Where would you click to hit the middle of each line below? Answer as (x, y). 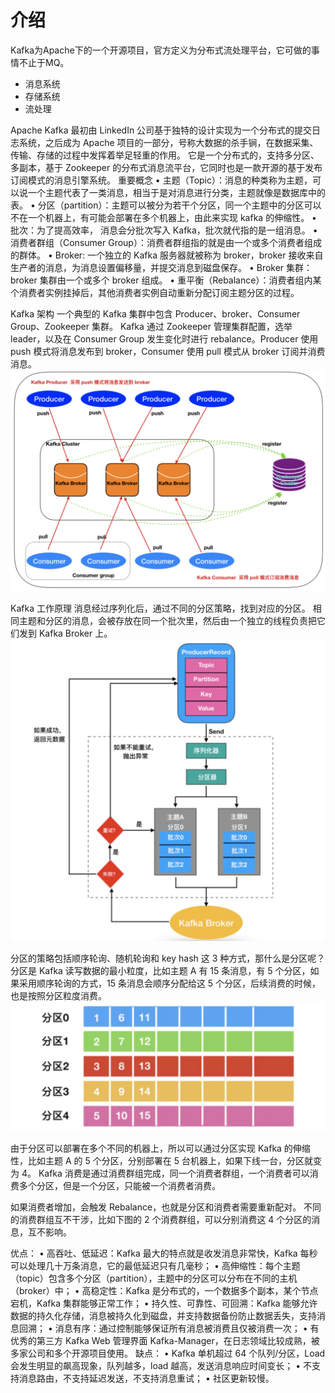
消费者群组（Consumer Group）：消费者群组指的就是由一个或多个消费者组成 (166, 242)
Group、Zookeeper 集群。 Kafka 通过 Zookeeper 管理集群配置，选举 (151, 326)
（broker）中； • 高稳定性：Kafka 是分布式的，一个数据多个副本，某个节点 (164, 1290)
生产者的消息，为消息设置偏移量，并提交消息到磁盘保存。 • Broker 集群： (161, 267)
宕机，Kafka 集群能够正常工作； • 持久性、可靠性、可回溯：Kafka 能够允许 (164, 1303)
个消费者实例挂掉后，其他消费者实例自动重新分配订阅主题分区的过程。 (155, 292)
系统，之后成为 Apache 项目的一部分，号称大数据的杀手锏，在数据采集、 (168, 142)
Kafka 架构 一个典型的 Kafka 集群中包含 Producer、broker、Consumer (155, 313)
